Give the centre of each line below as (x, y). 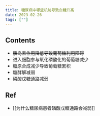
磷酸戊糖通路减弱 (30, 79)
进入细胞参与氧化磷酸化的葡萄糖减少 (51, 60)
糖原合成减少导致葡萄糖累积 (42, 66)
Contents (20, 40)
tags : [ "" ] (17, 19)
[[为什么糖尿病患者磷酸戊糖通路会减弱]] (54, 108)
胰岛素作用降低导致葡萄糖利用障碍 (48, 53)
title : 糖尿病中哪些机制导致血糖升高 (40, 10)
